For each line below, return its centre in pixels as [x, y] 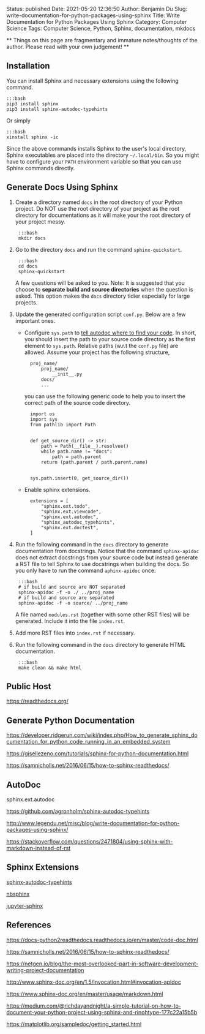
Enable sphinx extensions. [57, 489]
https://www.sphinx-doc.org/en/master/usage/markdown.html [85, 994]
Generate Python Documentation [71, 720]
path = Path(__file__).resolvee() [85, 446]
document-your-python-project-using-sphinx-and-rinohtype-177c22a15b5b [102, 1012]
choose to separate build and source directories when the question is [104, 289]
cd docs [28, 266]
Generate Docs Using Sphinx [62, 187]
